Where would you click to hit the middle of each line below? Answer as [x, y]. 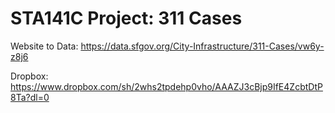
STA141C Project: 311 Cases [126, 18]
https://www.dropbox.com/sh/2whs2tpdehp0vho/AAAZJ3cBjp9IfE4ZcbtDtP [166, 86]
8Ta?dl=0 [30, 97]
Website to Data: [44, 46]
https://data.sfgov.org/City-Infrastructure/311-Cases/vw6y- [202, 46]
